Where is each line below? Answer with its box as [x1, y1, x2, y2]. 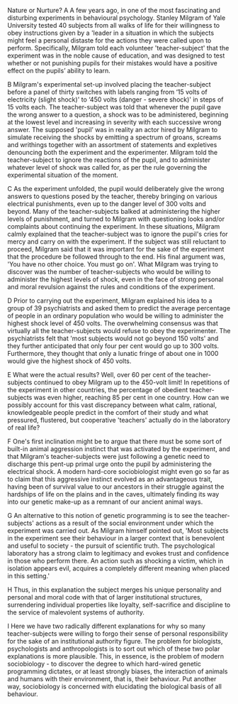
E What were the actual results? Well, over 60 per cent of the [7, 371, 185, 379]
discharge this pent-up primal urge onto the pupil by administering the [7, 460, 212, 468]
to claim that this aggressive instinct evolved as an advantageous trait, [7, 475, 212, 483]
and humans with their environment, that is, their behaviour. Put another [7, 675, 217, 683]
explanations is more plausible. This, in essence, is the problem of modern [7, 652, 225, 660]
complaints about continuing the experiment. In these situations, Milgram [7, 222, 220, 230]
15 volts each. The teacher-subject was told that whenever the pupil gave [7, 103, 222, 111]
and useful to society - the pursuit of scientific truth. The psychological [7, 541, 215, 550]
